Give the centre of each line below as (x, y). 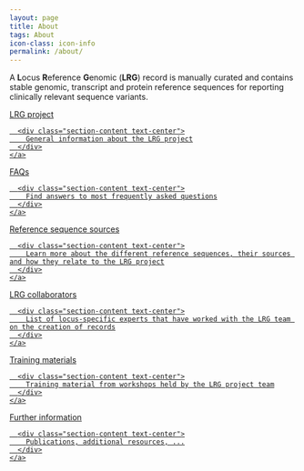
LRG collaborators (43, 295)
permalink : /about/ (46, 52)
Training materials (43, 360)
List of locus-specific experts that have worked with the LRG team (158, 319)
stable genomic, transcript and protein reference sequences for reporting (147, 87)
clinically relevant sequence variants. (79, 97)
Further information (46, 417)
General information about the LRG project (110, 139)
